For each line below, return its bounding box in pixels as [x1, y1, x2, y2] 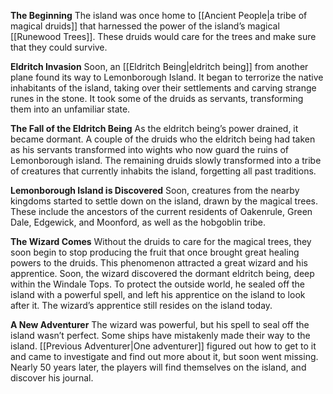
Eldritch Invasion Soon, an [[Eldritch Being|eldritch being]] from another [10, 61, 309, 72]
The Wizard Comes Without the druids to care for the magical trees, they [10, 236, 312, 247]
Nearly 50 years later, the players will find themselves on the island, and [10, 361, 307, 373]
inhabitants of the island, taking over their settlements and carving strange [10, 82, 317, 94]
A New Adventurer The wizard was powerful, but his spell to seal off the [10, 319, 310, 330]
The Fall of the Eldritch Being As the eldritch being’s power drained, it [10, 123, 299, 134]
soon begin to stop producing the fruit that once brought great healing [10, 246, 300, 258]
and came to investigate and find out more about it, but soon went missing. [10, 351, 319, 362]
